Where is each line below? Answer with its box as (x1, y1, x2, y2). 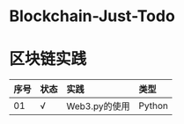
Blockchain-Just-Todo (9, 6, 176, 26)
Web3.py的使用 (66, 100, 130, 113)
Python (138, 99, 169, 112)
